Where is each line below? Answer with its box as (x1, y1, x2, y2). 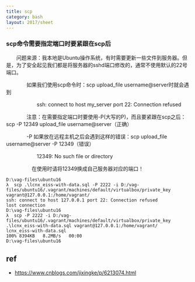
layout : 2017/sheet (6, 19, 54, 25)
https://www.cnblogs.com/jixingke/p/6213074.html (14, 269, 137, 276)
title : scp (6, 8, 33, 15)
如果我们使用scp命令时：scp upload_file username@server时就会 (26, 81, 184, 88)
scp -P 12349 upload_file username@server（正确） (6, 120, 133, 127)
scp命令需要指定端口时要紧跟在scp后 (6, 40, 112, 48)
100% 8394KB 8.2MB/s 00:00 (6, 233, 82, 239)
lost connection (6, 202, 46, 208)
